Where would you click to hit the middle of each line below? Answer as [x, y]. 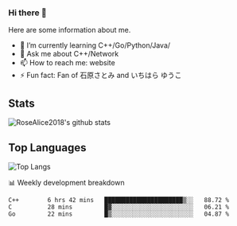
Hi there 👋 [28, 13]
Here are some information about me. [70, 30]
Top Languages [47, 148]
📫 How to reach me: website [67, 63]
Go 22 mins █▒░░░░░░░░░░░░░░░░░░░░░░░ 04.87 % [118, 214]
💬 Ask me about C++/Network [69, 54]
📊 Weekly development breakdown [66, 182]
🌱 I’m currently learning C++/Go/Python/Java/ [95, 45]
